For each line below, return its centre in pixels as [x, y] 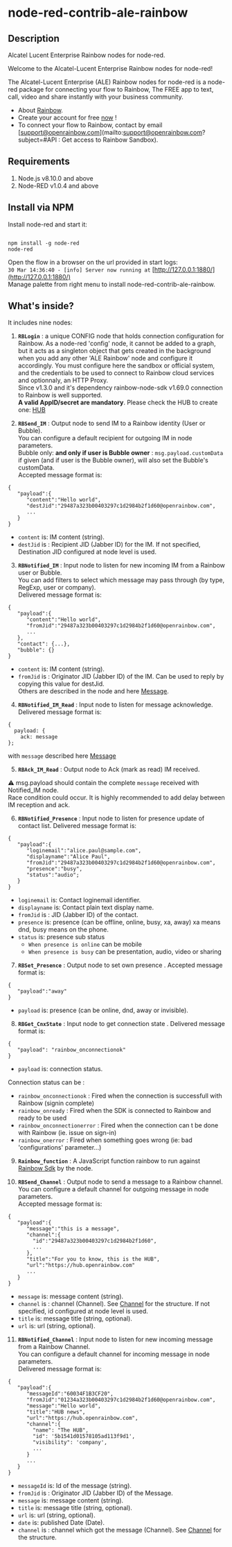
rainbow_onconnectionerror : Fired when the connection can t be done [118, 1125]
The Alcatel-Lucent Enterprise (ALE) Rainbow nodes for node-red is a [107, 82]
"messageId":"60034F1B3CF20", [70, 1394]
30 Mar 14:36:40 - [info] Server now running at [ [81, 270]
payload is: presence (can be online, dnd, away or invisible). [103, 1010]
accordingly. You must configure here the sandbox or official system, [116, 365]
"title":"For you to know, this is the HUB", [93, 1259]
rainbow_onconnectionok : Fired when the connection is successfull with [120, 1096]
